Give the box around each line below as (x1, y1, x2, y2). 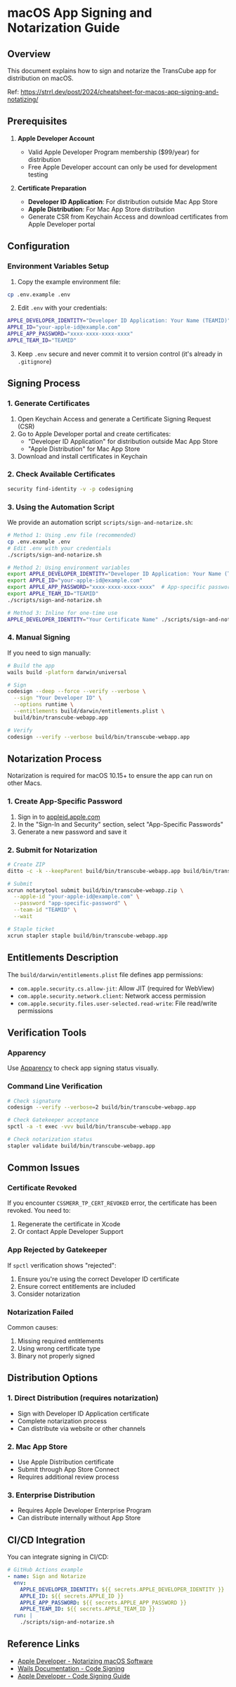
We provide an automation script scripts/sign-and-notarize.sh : (7, 518, 193, 527)
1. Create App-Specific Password (7, 796, 123, 806)
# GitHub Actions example (7, 1567, 83, 1574)
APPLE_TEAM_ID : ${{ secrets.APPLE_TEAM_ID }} (20, 1605, 156, 1612)
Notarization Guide (7, 20, 121, 36)
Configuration (7, 241, 70, 253)
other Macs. (7, 779, 42, 787)
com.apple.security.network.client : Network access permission (17, 991, 206, 1000)
